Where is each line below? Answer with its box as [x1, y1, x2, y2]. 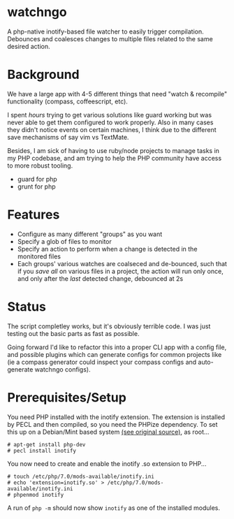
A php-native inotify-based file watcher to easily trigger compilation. [7, 27, 204, 36]
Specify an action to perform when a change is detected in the [17, 244, 198, 253]
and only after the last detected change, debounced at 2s [17, 274, 184, 283]
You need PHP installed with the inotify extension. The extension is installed [7, 413, 226, 421]
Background [7, 67, 80, 82]
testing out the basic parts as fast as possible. [7, 329, 140, 337]
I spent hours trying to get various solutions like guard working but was [7, 110, 212, 119]
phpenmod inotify [13, 491, 64, 498]
